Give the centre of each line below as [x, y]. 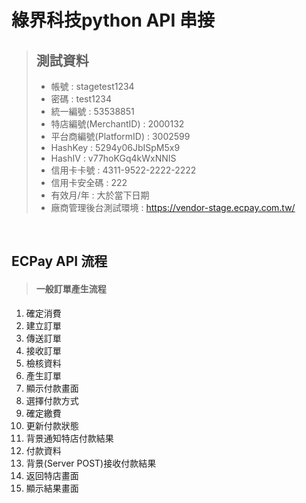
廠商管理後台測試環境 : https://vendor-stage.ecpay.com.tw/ [173, 207]
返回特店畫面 [52, 475]
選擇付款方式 [52, 400]
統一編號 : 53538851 [92, 111]
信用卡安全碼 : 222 [89, 182]
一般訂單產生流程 [71, 288]
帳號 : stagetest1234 [92, 86]
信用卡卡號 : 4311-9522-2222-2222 [123, 170]
